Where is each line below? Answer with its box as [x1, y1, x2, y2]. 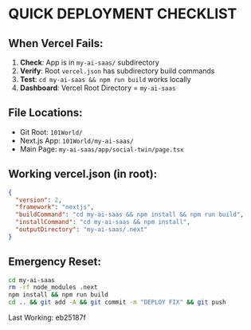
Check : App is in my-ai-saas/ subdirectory [19, 57, 159, 67]
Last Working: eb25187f [8, 312, 86, 323]
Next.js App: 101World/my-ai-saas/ [19, 136, 134, 145]
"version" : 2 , [15, 196, 62, 204]
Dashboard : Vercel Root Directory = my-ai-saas [19, 83, 176, 92]
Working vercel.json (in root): [8, 167, 158, 181]
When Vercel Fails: [8, 37, 104, 50]
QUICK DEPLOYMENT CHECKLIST [8, 5, 237, 23]
